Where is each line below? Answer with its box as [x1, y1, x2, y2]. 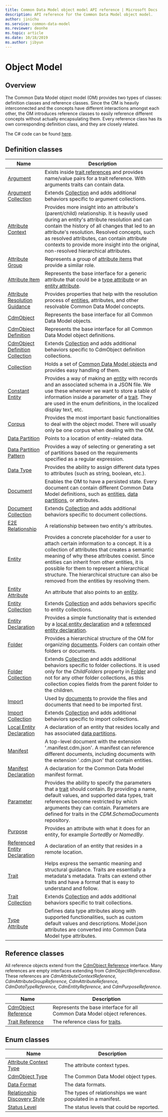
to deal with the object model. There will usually [44, 420, 156, 427]
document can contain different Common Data [44, 484, 154, 491]
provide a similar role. [44, 261, 95, 268]
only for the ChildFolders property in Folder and [44, 668, 156, 675]
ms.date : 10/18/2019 [5, 35, 48, 40]
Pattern [7, 452, 25, 459]
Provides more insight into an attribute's [44, 203, 138, 210]
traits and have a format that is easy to [44, 878, 135, 885]
